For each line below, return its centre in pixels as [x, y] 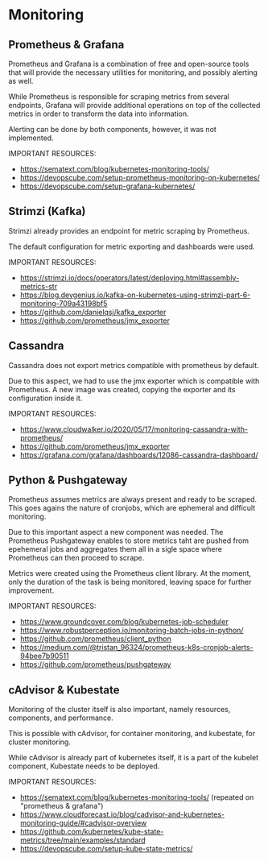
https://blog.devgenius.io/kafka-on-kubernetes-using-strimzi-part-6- [135, 295]
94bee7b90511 [45, 656]
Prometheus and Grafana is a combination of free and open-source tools [129, 64]
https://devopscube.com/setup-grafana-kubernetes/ [107, 186]
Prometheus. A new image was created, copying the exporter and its [122, 389]
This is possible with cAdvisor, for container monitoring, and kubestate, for [132, 734]
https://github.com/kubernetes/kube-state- [92, 832]
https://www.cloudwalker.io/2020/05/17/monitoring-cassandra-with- [134, 429]
